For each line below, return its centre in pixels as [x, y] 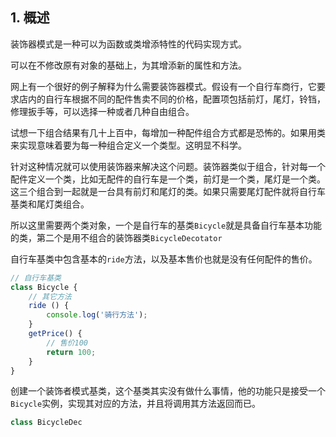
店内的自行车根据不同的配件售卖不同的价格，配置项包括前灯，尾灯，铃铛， [172, 99]
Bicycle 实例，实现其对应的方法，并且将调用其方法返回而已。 [136, 404]
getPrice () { [55, 334]
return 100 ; [71, 352]
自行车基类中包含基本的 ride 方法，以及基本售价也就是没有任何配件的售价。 [164, 259]
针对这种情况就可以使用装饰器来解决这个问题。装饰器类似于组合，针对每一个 [168, 166]
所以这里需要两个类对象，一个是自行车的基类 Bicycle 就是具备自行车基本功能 [166, 225]
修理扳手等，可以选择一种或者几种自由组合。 [102, 111]
